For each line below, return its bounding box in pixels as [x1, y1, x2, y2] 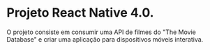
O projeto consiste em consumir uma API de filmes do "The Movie [6, 28, 196, 36]
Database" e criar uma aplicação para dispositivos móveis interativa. [6, 35, 204, 43]
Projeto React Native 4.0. [6, 5, 154, 21]
